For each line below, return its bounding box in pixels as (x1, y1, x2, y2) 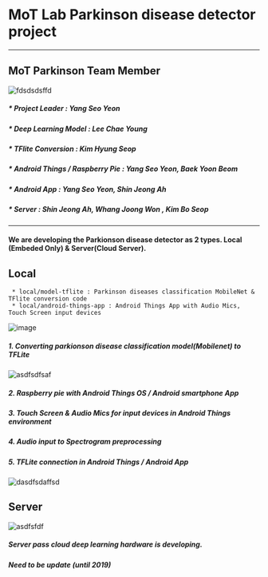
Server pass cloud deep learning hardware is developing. (8, 539, 203, 549)
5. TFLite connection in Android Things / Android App (8, 457, 189, 467)
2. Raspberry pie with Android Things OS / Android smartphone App (8, 388, 239, 397)
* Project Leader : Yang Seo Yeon (8, 104, 121, 113)
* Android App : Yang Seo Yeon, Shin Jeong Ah (8, 184, 167, 193)
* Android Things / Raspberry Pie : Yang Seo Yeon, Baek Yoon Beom (8, 164, 238, 173)
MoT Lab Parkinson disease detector (8, 6, 256, 24)
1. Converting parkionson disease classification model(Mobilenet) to (8, 341, 242, 351)
